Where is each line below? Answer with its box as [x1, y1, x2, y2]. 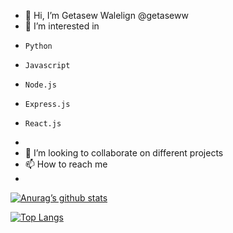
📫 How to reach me [24, 158, 108, 170]
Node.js [24, 80, 57, 90]
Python [24, 41, 53, 51]
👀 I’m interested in [24, 20, 100, 32]
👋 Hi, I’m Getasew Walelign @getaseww [24, 10, 189, 21]
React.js [24, 119, 62, 129]
